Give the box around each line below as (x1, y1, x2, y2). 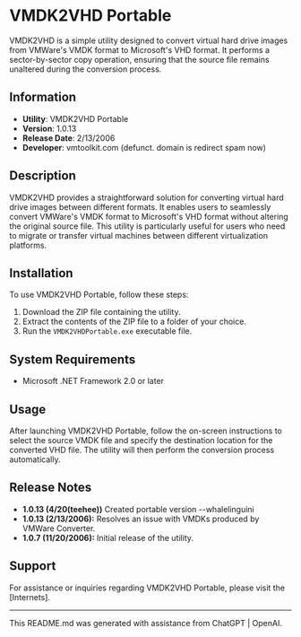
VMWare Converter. (21, 522, 96, 534)
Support (9, 558, 56, 574)
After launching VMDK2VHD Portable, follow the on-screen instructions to (9, 425, 282, 436)
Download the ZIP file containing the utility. (21, 307, 181, 318)
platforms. (9, 240, 47, 250)
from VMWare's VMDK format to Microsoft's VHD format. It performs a (9, 44, 271, 55)
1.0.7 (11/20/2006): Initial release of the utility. (21, 532, 194, 543)
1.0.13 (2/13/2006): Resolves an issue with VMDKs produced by (21, 513, 260, 524)
